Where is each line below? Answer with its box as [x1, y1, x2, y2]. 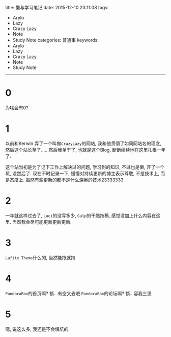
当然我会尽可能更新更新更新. [12, 219, 72, 225]
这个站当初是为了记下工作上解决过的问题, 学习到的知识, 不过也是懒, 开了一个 [5, 164, 164, 170]
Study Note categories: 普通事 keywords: [12, 37, 99, 43]
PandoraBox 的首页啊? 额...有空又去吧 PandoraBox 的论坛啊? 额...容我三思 [5, 290, 152, 296]
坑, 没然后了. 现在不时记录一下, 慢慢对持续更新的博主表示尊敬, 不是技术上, [5, 170, 159, 176]
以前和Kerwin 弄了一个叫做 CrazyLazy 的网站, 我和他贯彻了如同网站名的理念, [5, 140, 161, 147]
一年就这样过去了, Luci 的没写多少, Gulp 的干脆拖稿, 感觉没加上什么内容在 [5, 212, 156, 219]
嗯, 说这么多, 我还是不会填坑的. [5, 326, 70, 332]
